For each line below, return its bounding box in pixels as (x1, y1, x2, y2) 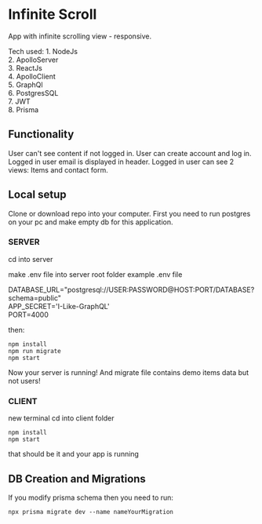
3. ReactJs (8, 63, 43, 72)
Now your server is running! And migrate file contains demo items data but (8, 367, 249, 377)
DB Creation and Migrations (8, 472, 147, 486)
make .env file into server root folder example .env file (8, 269, 183, 279)
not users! (8, 376, 41, 385)
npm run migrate (8, 347, 61, 355)
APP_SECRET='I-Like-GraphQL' (8, 301, 110, 311)
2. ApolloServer (8, 55, 59, 64)
